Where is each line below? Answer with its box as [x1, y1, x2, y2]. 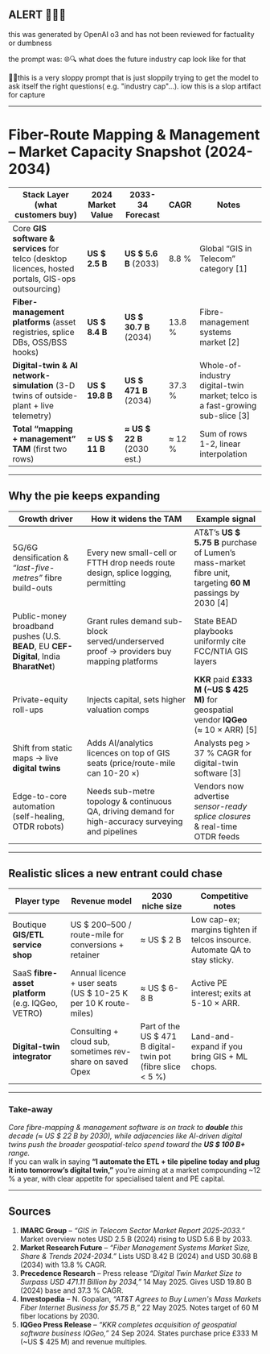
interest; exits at [191, 988, 252, 999]
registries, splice [12, 326, 75, 337]
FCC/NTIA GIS [194, 645, 248, 656]
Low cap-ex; [191, 914, 240, 925]
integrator [12, 1051, 52, 1062]
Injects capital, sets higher [87, 694, 186, 705]
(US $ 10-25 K [70, 988, 129, 999]
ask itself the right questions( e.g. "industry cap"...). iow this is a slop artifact [8, 81, 261, 91]
